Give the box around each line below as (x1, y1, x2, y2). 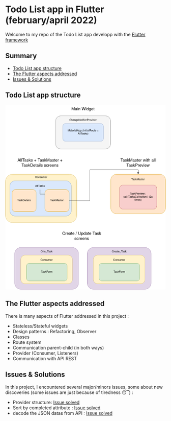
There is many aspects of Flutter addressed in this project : (5, 313, 129, 319)
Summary (5, 52, 37, 60)
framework (5, 37, 28, 43)
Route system (12, 339, 42, 345)
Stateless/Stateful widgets (12, 323, 68, 329)
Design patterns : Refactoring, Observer (12, 328, 97, 334)
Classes (12, 334, 30, 340)
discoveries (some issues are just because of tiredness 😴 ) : (5, 389, 133, 395)
